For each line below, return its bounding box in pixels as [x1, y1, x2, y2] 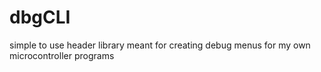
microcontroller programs [9, 49, 115, 61]
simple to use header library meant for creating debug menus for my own [9, 39, 311, 51]
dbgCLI [9, 6, 71, 29]
